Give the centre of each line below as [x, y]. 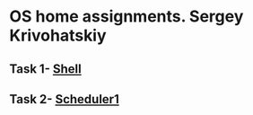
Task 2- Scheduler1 [64, 99]
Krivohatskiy [58, 35]
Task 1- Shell [46, 69]
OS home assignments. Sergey [126, 17]
